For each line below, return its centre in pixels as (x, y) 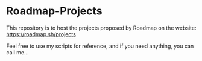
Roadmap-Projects (54, 11)
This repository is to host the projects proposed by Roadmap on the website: (101, 28)
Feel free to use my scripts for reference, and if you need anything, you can (100, 46)
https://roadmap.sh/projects (41, 34)
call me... (17, 52)
